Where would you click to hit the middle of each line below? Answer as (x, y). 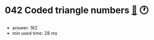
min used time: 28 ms (35, 33)
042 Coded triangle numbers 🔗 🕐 (77, 10)
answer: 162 (25, 28)
